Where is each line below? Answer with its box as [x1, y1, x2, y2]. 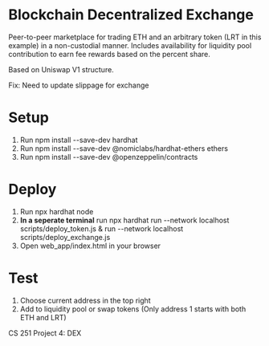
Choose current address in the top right [19, 295, 151, 305]
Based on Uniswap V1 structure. [8, 64, 114, 74]
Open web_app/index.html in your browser [19, 241, 161, 250]
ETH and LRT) [19, 312, 67, 322]
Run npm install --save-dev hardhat [19, 135, 138, 145]
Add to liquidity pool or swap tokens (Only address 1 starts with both [19, 303, 247, 314]
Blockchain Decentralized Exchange [8, 6, 255, 24]
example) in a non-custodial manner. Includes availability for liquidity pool [8, 40, 252, 50]
